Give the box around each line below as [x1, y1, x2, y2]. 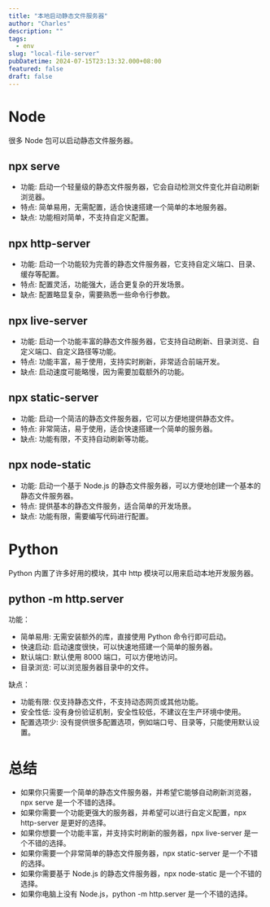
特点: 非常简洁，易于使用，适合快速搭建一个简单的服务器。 [20, 424, 217, 434]
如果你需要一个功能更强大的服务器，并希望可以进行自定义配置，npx [20, 808, 246, 818]
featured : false [8, 65, 63, 73]
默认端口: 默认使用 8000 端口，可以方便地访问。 [20, 652, 182, 662]
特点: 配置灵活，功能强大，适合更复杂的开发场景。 [20, 280, 189, 290]
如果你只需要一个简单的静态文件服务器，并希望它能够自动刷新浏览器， [20, 787, 256, 797]
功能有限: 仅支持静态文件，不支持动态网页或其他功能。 [20, 697, 203, 707]
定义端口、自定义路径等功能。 [20, 347, 120, 356]
